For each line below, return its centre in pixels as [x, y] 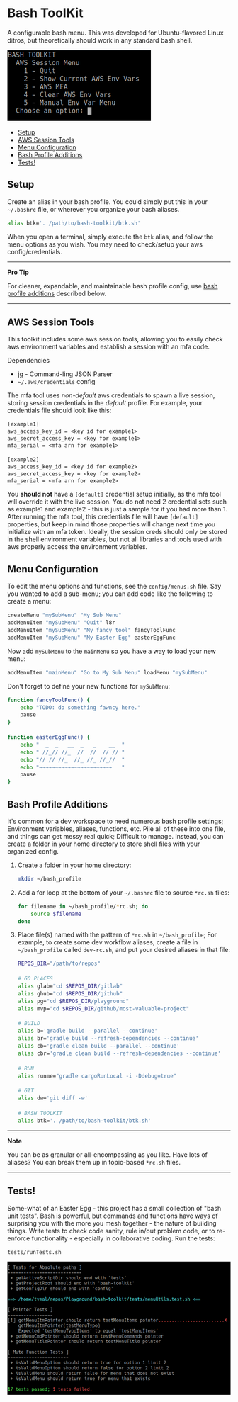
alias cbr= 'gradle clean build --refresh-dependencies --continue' [119, 1053]
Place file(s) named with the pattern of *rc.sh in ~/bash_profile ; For [117, 935]
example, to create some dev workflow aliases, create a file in [108, 942]
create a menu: [29, 601]
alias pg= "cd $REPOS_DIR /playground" [73, 1001]
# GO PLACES [35, 979]
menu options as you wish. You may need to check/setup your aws [105, 244]
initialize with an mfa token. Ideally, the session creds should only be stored [118, 532]
